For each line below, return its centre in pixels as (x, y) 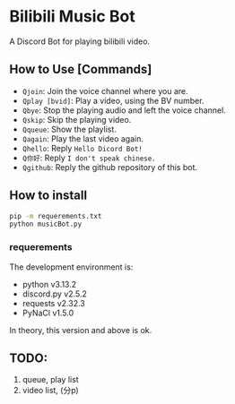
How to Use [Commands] (81, 69)
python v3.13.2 (49, 284)
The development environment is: (71, 267)
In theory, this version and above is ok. (81, 330)
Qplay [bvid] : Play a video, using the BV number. (113, 100)
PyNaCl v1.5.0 (48, 313)
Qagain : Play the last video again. (83, 138)
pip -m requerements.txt (56, 216)
